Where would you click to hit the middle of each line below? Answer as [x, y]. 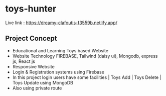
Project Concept [31, 38]
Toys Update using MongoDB [43, 82]
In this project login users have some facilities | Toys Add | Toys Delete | [87, 77]
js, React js [24, 61]
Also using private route [37, 88]
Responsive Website [34, 66]
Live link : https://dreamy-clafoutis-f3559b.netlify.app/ [61, 23]
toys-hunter [31, 9]
